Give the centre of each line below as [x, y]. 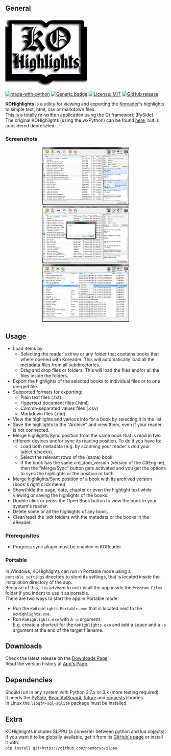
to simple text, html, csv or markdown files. [51, 109]
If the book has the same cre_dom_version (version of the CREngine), [93, 462]
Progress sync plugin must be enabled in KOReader [67, 547]
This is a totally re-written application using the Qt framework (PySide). [80, 115]
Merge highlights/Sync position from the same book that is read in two [87, 435]
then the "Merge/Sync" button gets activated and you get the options [93, 468]
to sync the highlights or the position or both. [68, 473]
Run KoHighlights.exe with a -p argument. [57, 619]
